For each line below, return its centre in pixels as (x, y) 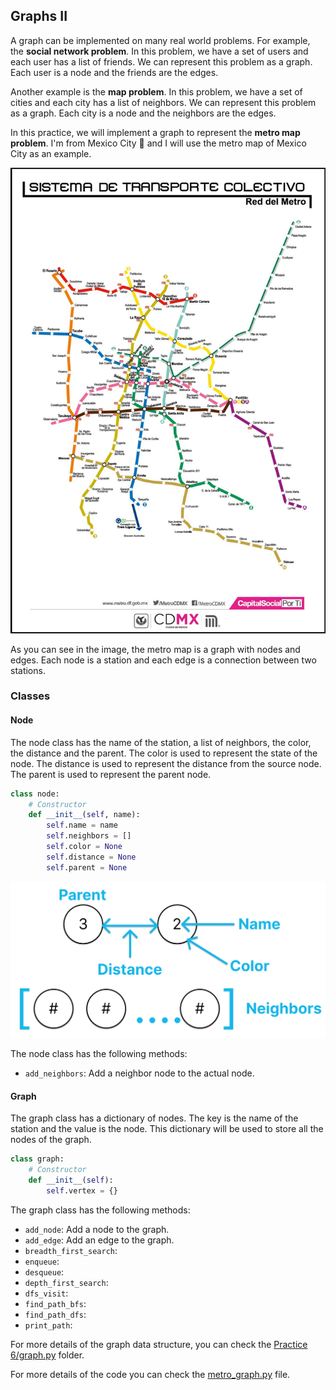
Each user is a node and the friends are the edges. (114, 72)
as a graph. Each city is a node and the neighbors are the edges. (143, 113)
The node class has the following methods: (99, 1054)
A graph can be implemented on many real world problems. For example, (160, 40)
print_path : (48, 1325)
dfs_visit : (46, 1293)
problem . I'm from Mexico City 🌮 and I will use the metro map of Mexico (158, 143)
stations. (28, 670)
